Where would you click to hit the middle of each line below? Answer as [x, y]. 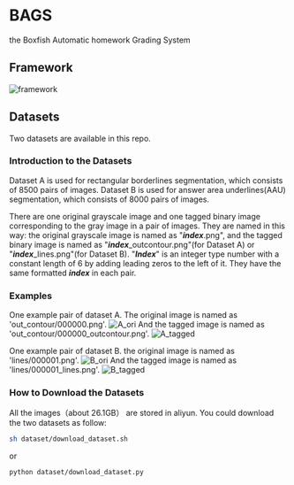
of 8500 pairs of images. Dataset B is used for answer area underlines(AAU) [148, 189]
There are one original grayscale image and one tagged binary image [135, 216]
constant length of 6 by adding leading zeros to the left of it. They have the [145, 263]
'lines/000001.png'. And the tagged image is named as [123, 360]
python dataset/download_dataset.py [76, 473]
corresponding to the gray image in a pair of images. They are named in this [147, 226]
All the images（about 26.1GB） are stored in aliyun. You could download [142, 413]
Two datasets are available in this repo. [80, 138]
